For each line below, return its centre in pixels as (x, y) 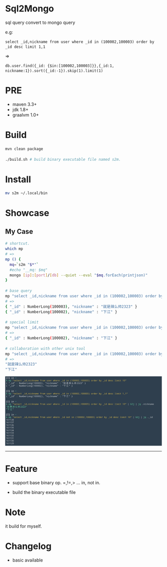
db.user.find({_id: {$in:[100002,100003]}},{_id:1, (60, 66)
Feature (21, 469)
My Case (19, 231)
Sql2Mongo (30, 9)
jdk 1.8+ (20, 110)
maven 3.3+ (25, 104)
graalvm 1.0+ (26, 114)
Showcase (27, 213)
